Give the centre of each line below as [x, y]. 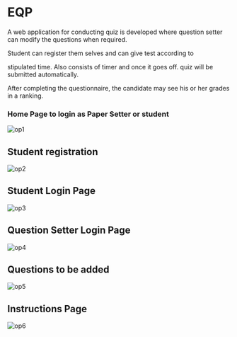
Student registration [53, 152]
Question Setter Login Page [69, 230]
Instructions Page [47, 309]
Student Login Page [52, 191]
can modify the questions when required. [67, 39]
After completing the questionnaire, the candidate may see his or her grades [118, 88]
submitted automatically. [43, 74]
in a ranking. [25, 96]
